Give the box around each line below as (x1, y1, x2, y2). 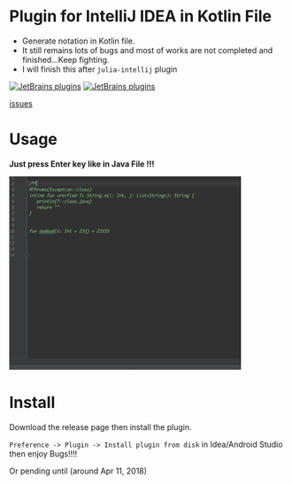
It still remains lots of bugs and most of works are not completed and (21, 44, 273, 55)
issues (9, 98, 33, 108)
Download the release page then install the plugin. (9, 421, 192, 432)
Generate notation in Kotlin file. (21, 35, 135, 46)
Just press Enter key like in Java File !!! (9, 158, 155, 169)
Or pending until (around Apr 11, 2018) (9, 465, 148, 476)
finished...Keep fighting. (21, 54, 110, 65)
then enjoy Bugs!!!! (9, 448, 78, 458)
